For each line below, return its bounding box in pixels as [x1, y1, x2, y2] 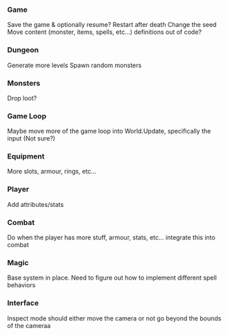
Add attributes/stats [7, 200, 64, 208]
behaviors [7, 281, 36, 289]
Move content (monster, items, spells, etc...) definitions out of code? [7, 28, 202, 36]
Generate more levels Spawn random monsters [7, 61, 142, 69]
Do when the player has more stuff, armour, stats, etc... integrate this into [7, 233, 216, 242]
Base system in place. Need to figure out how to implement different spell [7, 273, 217, 282]
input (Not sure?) [7, 134, 55, 143]
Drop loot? [7, 93, 37, 102]
